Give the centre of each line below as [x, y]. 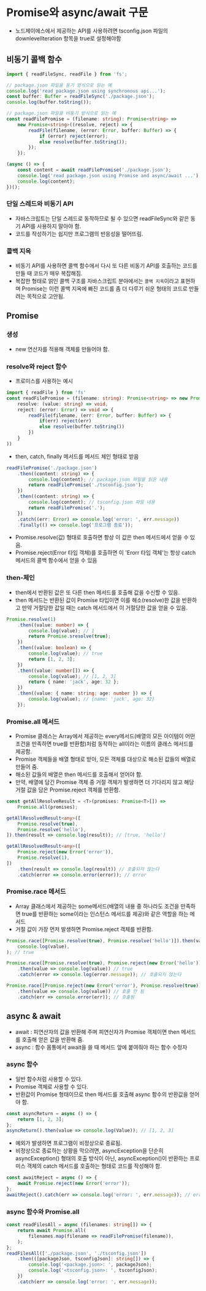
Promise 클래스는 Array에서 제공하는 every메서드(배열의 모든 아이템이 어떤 [105, 736]
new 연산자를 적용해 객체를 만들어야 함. [62, 349]
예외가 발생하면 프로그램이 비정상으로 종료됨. [69, 1143]
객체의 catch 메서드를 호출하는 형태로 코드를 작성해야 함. [94, 1166]
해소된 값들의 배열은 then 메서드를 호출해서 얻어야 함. [79, 775]
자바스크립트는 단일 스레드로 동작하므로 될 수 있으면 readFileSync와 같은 [102, 218]
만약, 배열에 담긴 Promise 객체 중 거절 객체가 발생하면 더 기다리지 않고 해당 [105, 782]
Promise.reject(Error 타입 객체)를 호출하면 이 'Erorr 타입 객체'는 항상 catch [105, 553]
